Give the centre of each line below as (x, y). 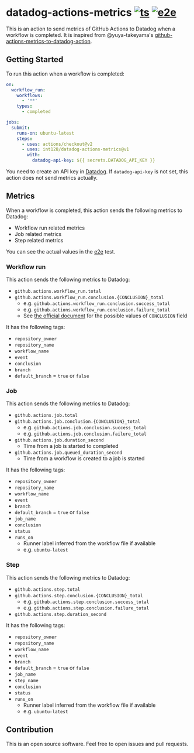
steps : (25, 138)
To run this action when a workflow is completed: (65, 74)
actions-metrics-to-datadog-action (48, 41)
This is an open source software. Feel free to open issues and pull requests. (97, 744)
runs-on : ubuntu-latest (46, 133)
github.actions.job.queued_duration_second (68, 453)
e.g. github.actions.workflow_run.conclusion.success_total (97, 303)
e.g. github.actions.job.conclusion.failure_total (85, 434)
